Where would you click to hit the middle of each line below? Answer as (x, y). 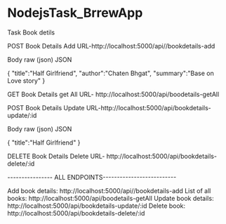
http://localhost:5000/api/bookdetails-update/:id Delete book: (97, 206)
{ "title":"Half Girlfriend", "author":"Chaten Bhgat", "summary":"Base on (111, 73)
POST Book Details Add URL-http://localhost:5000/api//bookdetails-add (111, 46)
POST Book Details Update (46, 107)
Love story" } (26, 80)
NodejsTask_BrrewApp (75, 13)
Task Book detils (31, 32)
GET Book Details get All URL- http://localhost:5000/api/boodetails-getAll (113, 94)
